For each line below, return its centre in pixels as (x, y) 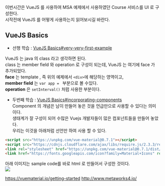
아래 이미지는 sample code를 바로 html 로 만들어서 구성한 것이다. (68, 164)
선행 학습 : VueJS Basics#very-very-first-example (62, 48)
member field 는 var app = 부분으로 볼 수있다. (52, 83)
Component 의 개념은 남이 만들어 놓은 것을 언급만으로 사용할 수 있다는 (80, 106)
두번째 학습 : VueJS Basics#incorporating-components (67, 100)
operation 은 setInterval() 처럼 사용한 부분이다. (53, 89)
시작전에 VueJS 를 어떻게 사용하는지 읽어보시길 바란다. (58, 19)
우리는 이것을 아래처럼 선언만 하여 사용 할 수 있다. (59, 130)
